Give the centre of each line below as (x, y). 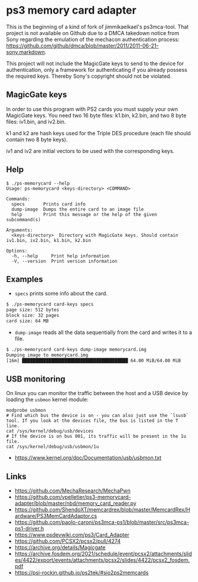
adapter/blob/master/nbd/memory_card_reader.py (76, 503)
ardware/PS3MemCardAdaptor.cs (56, 516)
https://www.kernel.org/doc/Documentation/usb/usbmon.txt (88, 458)
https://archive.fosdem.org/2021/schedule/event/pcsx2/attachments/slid (103, 554)
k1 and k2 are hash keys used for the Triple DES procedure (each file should (98, 133)
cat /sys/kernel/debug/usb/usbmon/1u (53, 447)
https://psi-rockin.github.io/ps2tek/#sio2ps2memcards (82, 573)
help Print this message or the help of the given (85, 214)
